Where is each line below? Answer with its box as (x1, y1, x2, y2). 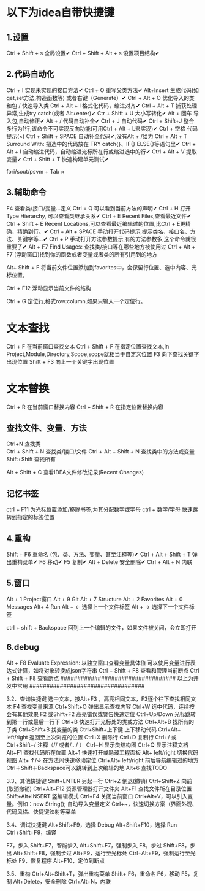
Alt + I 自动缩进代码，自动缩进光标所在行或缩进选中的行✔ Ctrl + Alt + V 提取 (6, 148, 197, 155)
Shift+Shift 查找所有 (6, 455, 56, 463)
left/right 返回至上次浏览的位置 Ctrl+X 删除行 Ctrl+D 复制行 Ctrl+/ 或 (6, 733, 177, 741)
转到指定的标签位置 (6, 514, 55, 521)
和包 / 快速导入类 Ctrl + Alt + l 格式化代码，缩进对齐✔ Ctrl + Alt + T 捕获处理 (6, 102, 198, 109)
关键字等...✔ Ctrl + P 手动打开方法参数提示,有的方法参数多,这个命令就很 (17, 235, 196, 242)
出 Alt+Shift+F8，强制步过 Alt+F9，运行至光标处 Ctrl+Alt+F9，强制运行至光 (6, 849, 196, 857)
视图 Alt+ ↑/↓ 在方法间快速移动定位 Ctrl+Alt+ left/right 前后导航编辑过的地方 (6, 756, 199, 764)
